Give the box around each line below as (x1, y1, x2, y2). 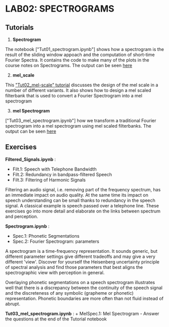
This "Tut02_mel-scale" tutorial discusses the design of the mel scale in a (5, 82, 158, 88)
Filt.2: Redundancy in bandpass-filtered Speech (12, 171, 112, 177)
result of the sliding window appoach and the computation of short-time (5, 51, 155, 58)
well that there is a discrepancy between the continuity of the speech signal (5, 285, 163, 291)
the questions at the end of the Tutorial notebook (5, 316, 107, 322)
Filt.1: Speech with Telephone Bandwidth (12, 166, 97, 172)
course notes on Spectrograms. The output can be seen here (5, 63, 133, 68)
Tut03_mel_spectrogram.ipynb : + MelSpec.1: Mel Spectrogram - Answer (5, 310, 159, 316)
